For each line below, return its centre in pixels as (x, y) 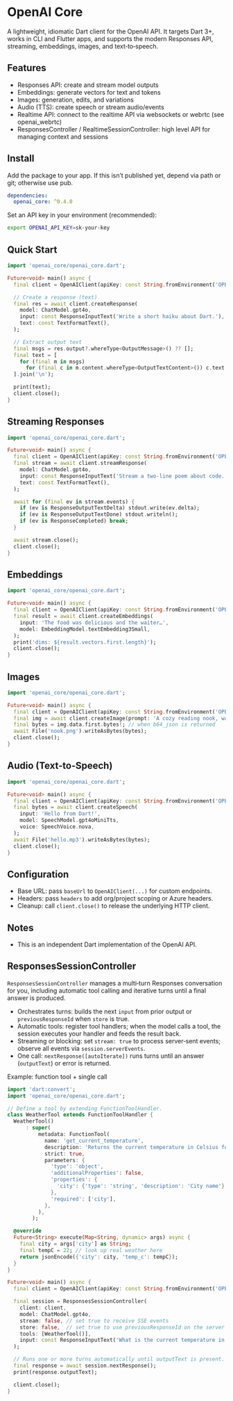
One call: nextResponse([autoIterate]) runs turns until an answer (111, 1056)
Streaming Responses (56, 422)
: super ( (38, 1128)
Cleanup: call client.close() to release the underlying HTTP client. (113, 906)
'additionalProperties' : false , (97, 1173)
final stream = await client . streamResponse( (80, 464)
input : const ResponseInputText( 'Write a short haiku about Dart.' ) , (122, 317)
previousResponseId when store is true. (73, 1019)
